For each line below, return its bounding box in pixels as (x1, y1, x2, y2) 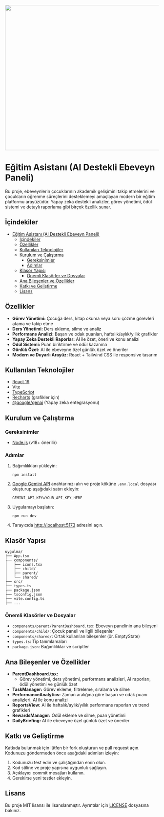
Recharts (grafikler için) (12, 395, 60, 400)
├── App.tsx (5, 553, 29, 559)
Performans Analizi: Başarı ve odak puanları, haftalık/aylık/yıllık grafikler (12, 331, 158, 337)
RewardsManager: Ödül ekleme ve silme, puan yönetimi (12, 712, 126, 718)
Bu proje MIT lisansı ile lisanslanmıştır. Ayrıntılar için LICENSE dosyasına (5, 802, 149, 808)
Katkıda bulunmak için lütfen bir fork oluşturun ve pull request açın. (5, 745, 140, 751)
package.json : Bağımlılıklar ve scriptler (12, 644, 89, 650)
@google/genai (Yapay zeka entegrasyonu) (12, 399, 100, 405)
